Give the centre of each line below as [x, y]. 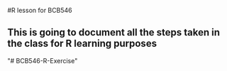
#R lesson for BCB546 [40, 10]
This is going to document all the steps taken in [113, 32]
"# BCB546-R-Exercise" [43, 60]
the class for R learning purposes [82, 44]
